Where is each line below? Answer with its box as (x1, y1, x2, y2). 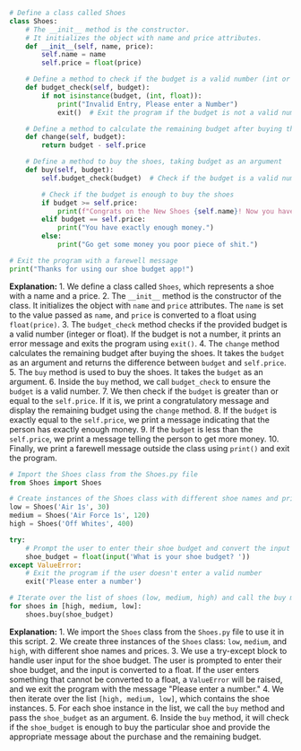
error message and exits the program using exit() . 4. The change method (9, 337, 280, 349)
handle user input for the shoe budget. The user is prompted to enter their (9, 655, 282, 666)
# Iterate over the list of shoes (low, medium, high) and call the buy (9, 593, 287, 603)
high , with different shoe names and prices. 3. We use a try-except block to (9, 645, 288, 656)
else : (41, 231, 63, 241)
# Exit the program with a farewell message (9, 256, 178, 265)
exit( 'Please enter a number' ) (25, 577, 142, 587)
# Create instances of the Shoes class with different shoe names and (9, 494, 279, 503)
